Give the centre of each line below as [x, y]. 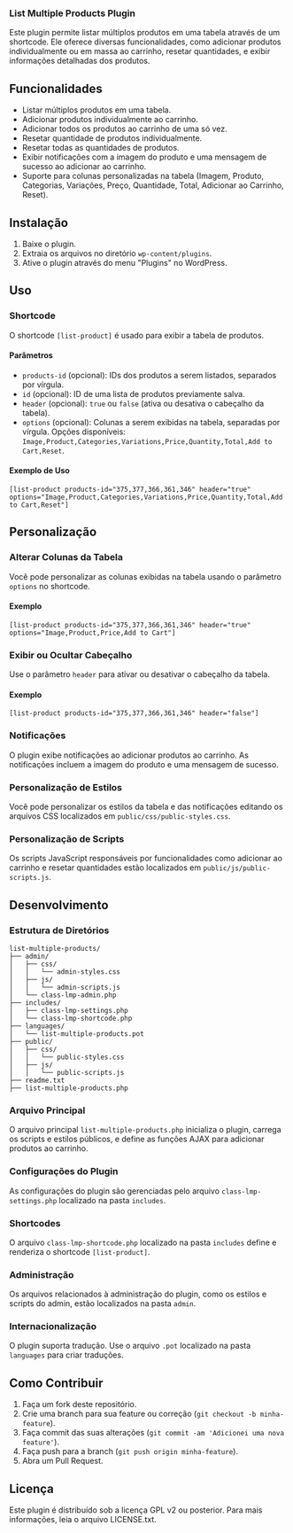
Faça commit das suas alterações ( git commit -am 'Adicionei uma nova [153, 1433]
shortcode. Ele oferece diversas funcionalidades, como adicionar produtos [145, 42]
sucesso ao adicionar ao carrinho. [84, 167]
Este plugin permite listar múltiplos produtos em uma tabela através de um [145, 33]
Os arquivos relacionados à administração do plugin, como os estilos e [138, 1294]
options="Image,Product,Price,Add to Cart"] [93, 633]
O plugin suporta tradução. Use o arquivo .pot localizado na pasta [130, 1346]
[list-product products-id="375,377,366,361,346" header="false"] [134, 713]
